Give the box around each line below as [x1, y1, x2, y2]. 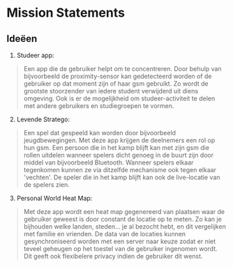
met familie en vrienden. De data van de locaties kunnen [23, 230, 186, 238]
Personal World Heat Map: [16, 194, 93, 202]
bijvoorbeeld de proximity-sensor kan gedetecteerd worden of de [23, 72, 212, 80]
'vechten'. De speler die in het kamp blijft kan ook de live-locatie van [23, 173, 220, 181]
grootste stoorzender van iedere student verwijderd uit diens [23, 87, 199, 95]
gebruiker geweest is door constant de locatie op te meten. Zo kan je [23, 215, 223, 223]
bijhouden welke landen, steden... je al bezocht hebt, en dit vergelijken [23, 222, 226, 231]
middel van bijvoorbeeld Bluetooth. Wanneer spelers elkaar [23, 158, 194, 167]
